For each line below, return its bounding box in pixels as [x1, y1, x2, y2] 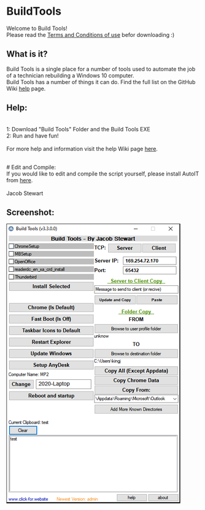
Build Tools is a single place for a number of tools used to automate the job [6, 65, 196, 72]
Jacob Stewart [6, 189, 44, 197]
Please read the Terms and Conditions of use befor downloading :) [6, 31, 175, 38]
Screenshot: [6, 207, 55, 217]
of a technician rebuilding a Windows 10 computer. [6, 72, 134, 79]
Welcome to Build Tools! [6, 25, 68, 32]
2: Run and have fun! [6, 132, 60, 139]
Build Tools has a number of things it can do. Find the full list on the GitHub [6, 78, 196, 85]
